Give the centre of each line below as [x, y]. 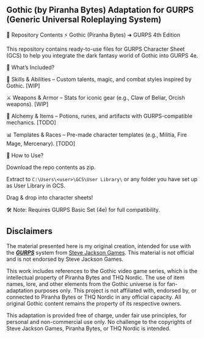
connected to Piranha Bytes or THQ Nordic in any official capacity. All [94, 297]
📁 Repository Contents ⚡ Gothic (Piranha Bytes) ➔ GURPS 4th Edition [93, 35]
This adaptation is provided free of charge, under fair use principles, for [97, 315]
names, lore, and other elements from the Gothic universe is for [86, 284]
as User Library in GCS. [36, 186]
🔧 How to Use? [25, 155]
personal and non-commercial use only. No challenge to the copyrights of [99, 321]
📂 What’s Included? [31, 67]
